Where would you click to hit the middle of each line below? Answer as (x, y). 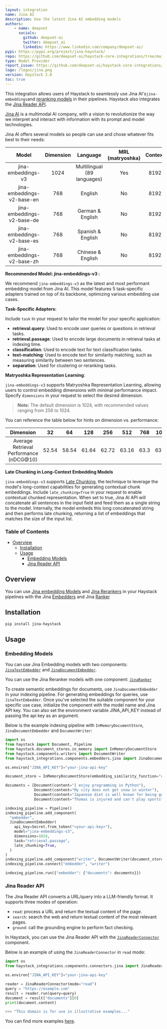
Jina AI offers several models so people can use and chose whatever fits (80, 134)
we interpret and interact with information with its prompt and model (75, 119)
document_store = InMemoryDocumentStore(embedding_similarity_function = (82, 776)
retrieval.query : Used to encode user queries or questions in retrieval (84, 328)
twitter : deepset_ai (44, 42)
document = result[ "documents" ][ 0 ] (42, 998)
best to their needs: (25, 139)
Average (23, 441)
